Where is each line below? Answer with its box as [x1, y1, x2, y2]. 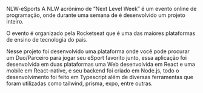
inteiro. [6, 18, 24, 25]
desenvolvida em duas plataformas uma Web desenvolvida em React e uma [6, 60, 196, 68]
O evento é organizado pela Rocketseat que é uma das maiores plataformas [6, 30, 196, 37]
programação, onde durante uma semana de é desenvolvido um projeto [6, 11, 186, 19]
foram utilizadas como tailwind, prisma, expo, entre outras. [6, 80, 153, 87]
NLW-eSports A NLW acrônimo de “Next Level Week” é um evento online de [6, 5, 197, 12]
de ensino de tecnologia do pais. [6, 36, 88, 43]
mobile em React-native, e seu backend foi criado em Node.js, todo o [6, 67, 179, 74]
